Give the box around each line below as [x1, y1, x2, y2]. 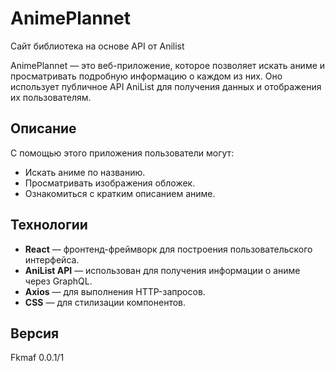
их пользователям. [10, 91, 92, 103]
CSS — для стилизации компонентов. [24, 296, 187, 308]
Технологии [10, 217, 88, 234]
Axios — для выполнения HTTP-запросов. [24, 285, 206, 297]
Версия [10, 325, 60, 342]
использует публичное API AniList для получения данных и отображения [10, 80, 322, 92]
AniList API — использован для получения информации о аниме [24, 264, 301, 276]
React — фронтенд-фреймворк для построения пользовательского [24, 243, 313, 255]
